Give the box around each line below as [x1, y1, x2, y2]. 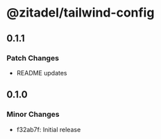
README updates [16, 68, 67, 77]
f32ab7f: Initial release [16, 125, 81, 133]
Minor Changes [6, 109, 60, 119]
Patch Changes [6, 53, 60, 63]
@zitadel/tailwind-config [6, 5, 155, 21]
